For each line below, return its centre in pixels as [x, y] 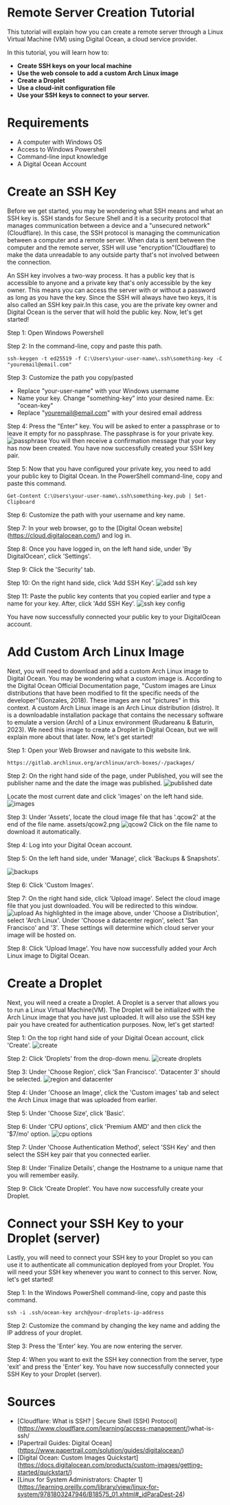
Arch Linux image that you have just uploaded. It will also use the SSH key [112, 1017]
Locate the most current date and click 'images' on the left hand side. [105, 796]
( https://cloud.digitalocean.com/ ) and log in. [69, 535]
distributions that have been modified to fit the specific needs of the [103, 693]
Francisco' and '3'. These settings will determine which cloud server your [111, 927]
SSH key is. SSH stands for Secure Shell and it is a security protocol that [109, 218]
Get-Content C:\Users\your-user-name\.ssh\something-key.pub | [100, 496]
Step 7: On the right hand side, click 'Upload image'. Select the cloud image [114, 898]
